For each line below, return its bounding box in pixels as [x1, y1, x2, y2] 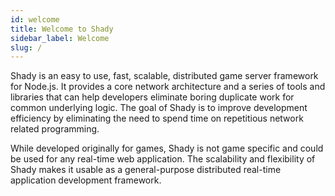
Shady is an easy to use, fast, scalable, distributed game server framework [10, 70, 319, 82]
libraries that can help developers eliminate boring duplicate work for [10, 91, 295, 103]
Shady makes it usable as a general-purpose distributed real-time [10, 164, 282, 176]
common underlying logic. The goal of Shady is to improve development [10, 102, 308, 114]
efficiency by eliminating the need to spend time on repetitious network [10, 112, 304, 125]
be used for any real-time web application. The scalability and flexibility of [10, 153, 316, 165]
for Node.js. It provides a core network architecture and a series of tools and [10, 81, 326, 93]
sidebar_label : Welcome [10, 33, 110, 43]
